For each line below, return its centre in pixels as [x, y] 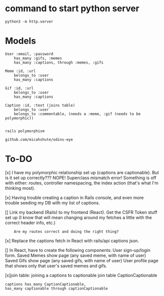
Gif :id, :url [20, 88]
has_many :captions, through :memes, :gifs [59, 62]
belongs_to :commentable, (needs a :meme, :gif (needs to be [77, 114]
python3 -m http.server [29, 22]
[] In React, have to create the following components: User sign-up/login [78, 250]
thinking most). [20, 188]
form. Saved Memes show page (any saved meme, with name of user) [76, 255]
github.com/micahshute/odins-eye [39, 139]
